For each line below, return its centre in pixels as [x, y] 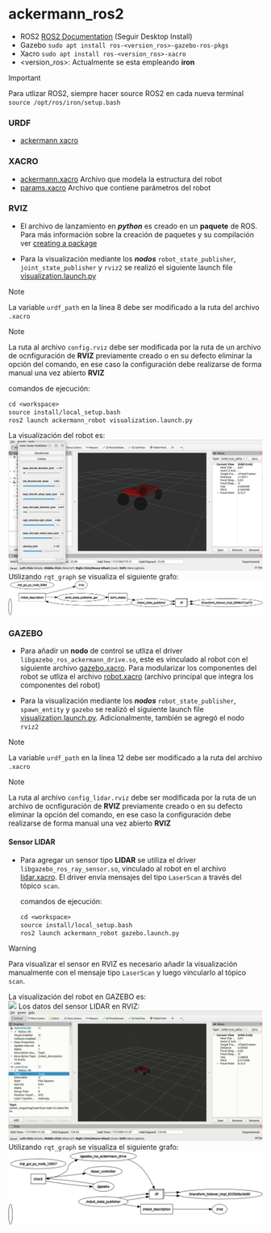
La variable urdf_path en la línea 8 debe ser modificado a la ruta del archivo [134, 307]
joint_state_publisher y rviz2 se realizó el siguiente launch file [126, 267]
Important [25, 77]
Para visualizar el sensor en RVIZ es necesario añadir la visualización [123, 963]
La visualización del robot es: [57, 435]
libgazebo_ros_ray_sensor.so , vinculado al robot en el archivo [123, 868]
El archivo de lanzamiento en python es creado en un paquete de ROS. [139, 226]
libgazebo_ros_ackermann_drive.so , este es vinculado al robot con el [134, 659]
